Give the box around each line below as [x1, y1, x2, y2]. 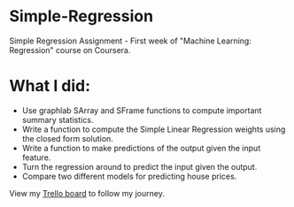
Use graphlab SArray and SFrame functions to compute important [21, 104, 262, 116]
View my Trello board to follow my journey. [9, 188, 166, 198]
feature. [21, 152, 51, 163]
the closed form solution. [21, 133, 113, 143]
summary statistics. [21, 114, 94, 125]
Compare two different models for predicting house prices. [21, 171, 237, 181]
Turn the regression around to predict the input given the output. [21, 161, 258, 172]
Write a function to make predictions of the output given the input [21, 142, 261, 153]
